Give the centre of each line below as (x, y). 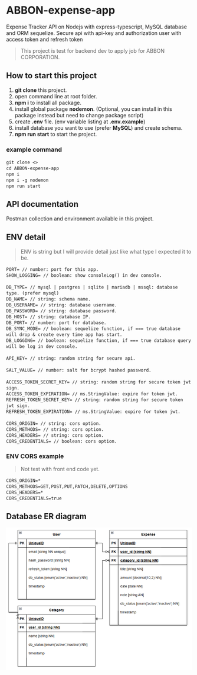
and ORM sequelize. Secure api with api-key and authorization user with (94, 33)
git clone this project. (41, 90)
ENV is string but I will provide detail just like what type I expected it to (106, 251)
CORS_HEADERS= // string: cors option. (55, 435)
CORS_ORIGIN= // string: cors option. (54, 423)
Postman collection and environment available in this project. (80, 218)
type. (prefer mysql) (33, 293)
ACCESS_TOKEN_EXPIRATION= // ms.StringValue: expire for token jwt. (92, 394)
